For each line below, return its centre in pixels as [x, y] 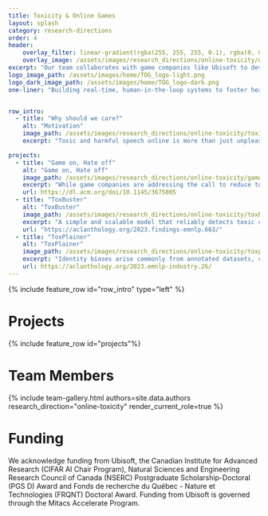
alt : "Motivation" [53, 126]
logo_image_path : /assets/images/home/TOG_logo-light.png [106, 75]
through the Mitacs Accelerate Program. [74, 502]
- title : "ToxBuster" [51, 200]
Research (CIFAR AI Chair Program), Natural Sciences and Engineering [124, 469]
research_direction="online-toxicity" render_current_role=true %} [116, 406]
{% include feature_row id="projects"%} [75, 343]
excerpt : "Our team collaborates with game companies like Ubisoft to [128, 68]
